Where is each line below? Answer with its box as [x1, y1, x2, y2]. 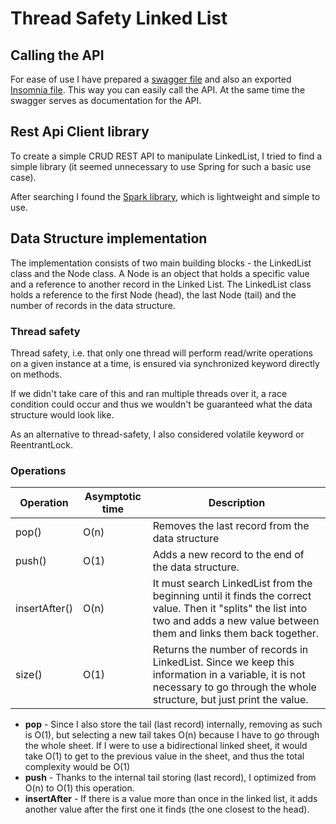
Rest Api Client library [10, 123, 150, 141]
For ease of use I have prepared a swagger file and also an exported [10, 73, 292, 85]
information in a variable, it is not [152, 668, 306, 682]
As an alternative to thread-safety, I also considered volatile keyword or [10, 428, 305, 440]
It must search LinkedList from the [152, 577, 313, 591]
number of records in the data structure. [10, 299, 176, 311]
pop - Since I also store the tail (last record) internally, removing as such [24, 718, 323, 731]
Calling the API [10, 47, 105, 64]
